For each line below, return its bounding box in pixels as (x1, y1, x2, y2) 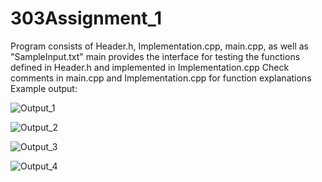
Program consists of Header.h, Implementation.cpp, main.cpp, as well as (10, 40, 309, 52)
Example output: (10, 82, 78, 94)
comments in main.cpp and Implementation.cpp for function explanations (10, 72, 312, 84)
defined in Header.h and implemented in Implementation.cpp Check (10, 61, 290, 73)
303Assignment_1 (10, 7, 162, 30)
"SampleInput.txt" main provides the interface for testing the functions (10, 50, 301, 62)
